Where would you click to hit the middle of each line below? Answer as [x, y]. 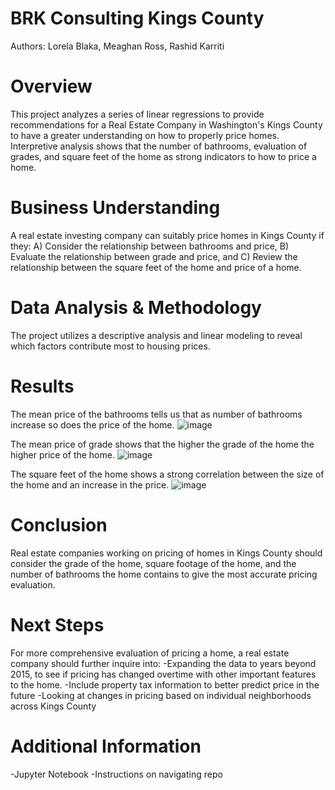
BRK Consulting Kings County [137, 18]
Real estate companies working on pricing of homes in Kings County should [166, 553]
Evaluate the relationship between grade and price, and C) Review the [154, 256]
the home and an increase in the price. [90, 484]
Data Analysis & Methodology [136, 308]
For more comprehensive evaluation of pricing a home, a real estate [150, 653]
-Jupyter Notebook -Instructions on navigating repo [116, 774]
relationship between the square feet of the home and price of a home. [156, 267]
